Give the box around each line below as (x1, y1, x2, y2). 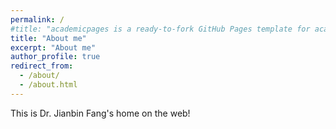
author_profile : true (10, 52, 101, 62)
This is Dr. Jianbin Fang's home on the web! (10, 107, 191, 119)
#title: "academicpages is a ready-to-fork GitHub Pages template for (10, 24, 311, 34)
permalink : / (10, 14, 65, 25)
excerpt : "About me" (10, 42, 97, 53)
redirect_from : (10, 61, 74, 71)
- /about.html (19, 80, 78, 90)
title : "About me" (10, 33, 87, 43)
